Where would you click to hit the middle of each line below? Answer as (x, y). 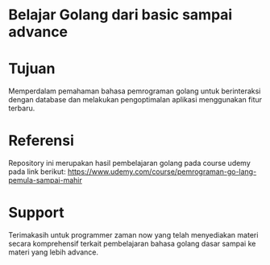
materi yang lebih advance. (54, 252)
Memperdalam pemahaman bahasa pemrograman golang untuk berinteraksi (135, 91)
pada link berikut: (37, 172)
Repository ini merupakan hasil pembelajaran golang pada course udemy (130, 164)
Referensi (42, 141)
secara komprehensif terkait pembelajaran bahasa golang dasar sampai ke (132, 244)
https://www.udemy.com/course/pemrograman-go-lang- (162, 172)
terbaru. (22, 108)
